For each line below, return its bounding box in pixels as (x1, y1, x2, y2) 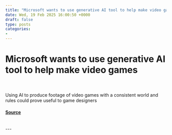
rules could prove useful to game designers (5, 97, 97, 103)
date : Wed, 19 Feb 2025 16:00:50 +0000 (5, 12, 91, 17)
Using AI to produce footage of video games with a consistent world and (5, 92, 159, 98)
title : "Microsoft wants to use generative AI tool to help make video (5, 7, 161, 13)
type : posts (5, 21, 31, 27)
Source (5, 109, 21, 115)
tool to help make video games (5, 64, 138, 76)
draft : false (5, 17, 33, 22)
